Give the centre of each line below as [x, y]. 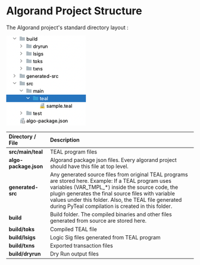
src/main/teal [26, 152]
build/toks [21, 229]
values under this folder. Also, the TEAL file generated [116, 200]
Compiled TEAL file [73, 229]
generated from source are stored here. [98, 221]
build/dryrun [25, 254]
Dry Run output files [74, 254]
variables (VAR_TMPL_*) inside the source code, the [114, 187]
